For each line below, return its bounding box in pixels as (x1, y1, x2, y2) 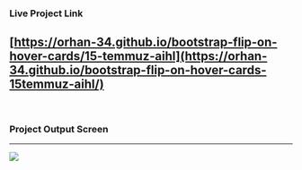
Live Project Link (9, 7, 84, 20)
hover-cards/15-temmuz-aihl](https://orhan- (9, 48, 268, 64)
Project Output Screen (9, 123, 109, 135)
